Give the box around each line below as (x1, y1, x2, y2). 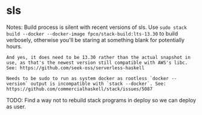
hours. (6, 43, 22, 50)
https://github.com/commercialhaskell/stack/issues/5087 (6, 85, 153, 92)
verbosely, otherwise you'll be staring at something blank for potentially (6, 36, 185, 43)
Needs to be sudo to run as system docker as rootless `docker (6, 75, 169, 81)
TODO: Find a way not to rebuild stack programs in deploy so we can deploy (6, 96, 197, 104)
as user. (6, 103, 26, 110)
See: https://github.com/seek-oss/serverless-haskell (6, 64, 145, 71)
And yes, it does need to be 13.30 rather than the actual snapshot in (6, 54, 191, 60)
